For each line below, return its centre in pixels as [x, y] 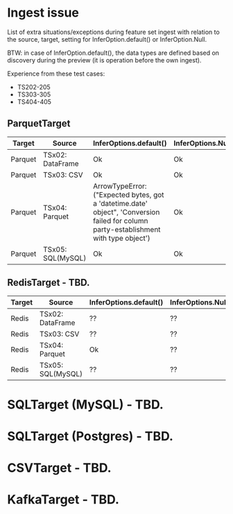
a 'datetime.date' [120, 203]
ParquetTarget [39, 124]
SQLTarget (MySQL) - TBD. [86, 404]
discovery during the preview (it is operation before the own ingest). [104, 60]
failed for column [120, 221]
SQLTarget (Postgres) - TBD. [90, 436]
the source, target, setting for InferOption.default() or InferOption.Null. [107, 39]
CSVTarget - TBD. [60, 468]
